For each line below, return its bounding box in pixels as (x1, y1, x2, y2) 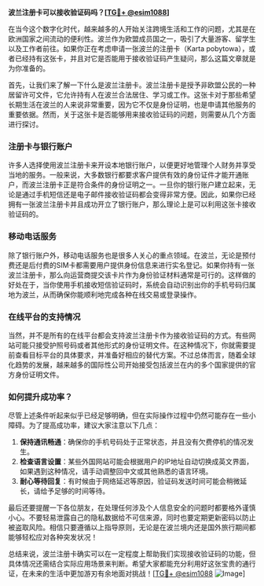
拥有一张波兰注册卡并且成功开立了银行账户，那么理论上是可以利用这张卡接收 (8, 200, 256, 209)
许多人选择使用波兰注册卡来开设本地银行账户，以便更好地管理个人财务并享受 (8, 160, 256, 170)
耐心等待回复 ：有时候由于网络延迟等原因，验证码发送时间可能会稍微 (19, 477, 240, 486)
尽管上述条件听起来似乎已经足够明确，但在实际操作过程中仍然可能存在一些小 (8, 411, 256, 420)
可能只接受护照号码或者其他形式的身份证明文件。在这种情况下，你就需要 (14, 340, 249, 350)
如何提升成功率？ (8, 391, 73, 402)
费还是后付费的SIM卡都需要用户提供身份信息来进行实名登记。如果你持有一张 (8, 260, 255, 269)
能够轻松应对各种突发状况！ (8, 533, 98, 542)
